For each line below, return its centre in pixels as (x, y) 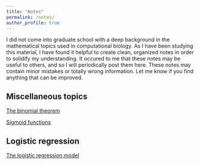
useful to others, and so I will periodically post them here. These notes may (99, 65)
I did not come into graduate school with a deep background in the (88, 40)
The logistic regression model (43, 155)
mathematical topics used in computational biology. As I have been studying (100, 46)
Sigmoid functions (29, 122)
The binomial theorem (33, 111)
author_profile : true (33, 23)
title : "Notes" (25, 12)
